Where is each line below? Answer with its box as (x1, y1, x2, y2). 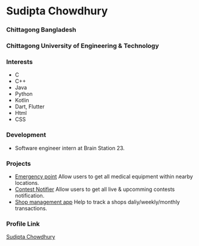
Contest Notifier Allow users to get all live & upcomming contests (14, 186, 175, 193)
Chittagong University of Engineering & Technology (6, 42, 160, 50)
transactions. (14, 205, 48, 212)
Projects (6, 159, 31, 168)
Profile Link (6, 220, 40, 228)
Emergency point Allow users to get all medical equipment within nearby (14, 172, 193, 180)
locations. (14, 179, 39, 186)
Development (6, 130, 47, 139)
